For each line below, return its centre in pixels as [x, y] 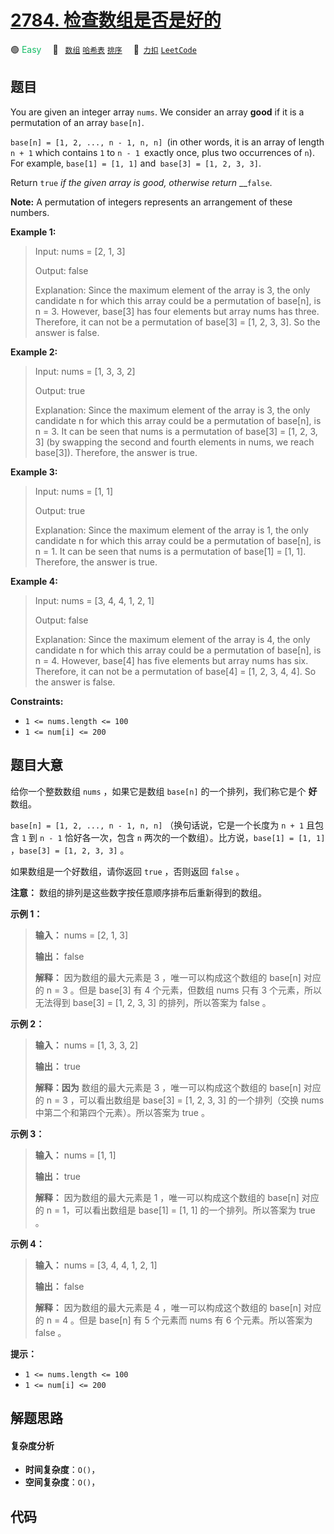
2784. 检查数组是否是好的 [116, 20]
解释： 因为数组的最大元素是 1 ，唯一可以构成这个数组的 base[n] [167, 1197]
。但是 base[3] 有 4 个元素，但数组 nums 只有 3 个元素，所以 [196, 990]
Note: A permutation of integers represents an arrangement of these [151, 202]
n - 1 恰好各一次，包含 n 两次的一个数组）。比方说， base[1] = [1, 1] [182, 837]
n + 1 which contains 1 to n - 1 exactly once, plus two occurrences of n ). [162, 152]
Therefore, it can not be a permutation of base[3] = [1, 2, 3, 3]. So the [177, 322]
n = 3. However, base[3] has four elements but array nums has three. [177, 311]
